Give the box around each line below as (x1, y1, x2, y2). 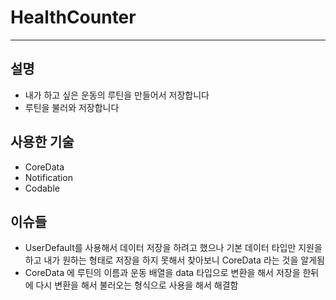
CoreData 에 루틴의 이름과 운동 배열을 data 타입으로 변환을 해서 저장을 (24, 267, 301, 279)
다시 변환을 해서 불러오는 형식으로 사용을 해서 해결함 (35, 279, 239, 291)
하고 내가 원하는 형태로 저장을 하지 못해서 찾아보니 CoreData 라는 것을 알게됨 (24, 254, 325, 266)
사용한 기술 (10, 134, 75, 151)
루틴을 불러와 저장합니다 (24, 101, 120, 113)
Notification (24, 171, 73, 183)
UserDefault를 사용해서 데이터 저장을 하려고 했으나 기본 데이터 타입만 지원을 (24, 242, 323, 254)
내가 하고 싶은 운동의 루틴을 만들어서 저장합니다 (24, 89, 210, 101)
